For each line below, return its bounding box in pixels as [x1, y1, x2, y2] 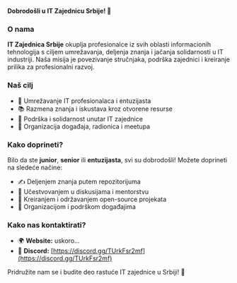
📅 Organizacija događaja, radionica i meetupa [17, 122, 151, 131]
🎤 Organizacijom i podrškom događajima [17, 202, 136, 211]
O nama [7, 24, 35, 34]
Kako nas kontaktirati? [7, 219, 86, 229]
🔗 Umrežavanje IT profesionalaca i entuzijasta [17, 96, 151, 105]
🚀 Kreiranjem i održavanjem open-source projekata [17, 195, 167, 203]
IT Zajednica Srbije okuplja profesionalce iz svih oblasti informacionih [7, 40, 211, 49]
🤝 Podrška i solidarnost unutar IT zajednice [17, 114, 144, 123]
